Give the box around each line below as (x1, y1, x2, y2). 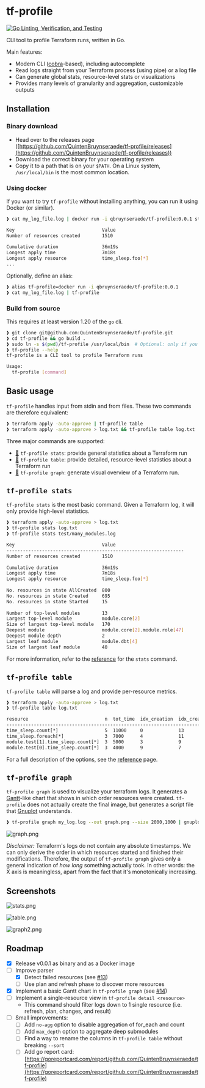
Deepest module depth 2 (6, 633, 105, 639)
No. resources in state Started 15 (6, 598, 108, 605)
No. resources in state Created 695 (6, 593, 111, 599)
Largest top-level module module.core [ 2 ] (6, 616, 140, 622)
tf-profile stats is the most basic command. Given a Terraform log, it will (6, 501, 195, 509)
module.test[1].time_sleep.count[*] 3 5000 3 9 (6, 738, 182, 745)
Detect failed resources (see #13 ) (24, 973, 109, 980)
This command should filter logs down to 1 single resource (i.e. (24, 1001, 182, 1009)
